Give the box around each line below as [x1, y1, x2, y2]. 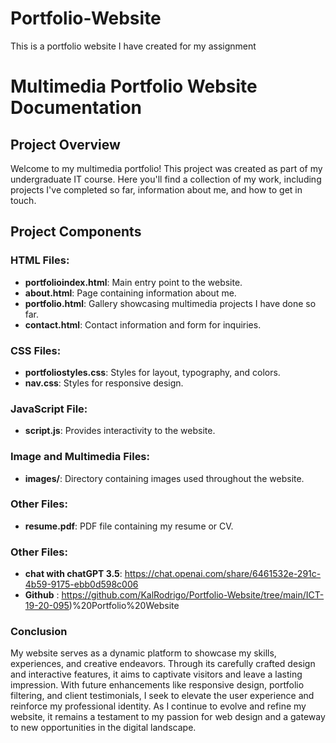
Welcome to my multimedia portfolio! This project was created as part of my [10, 162, 323, 174]
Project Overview [10, 136, 121, 153]
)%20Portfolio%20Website [68, 600, 180, 612]
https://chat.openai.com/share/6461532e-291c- [124, 568, 322, 580]
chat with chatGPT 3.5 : [24, 568, 123, 580]
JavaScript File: [10, 402, 88, 416]
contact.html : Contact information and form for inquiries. [24, 318, 262, 331]
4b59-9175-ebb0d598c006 [24, 578, 139, 591]
